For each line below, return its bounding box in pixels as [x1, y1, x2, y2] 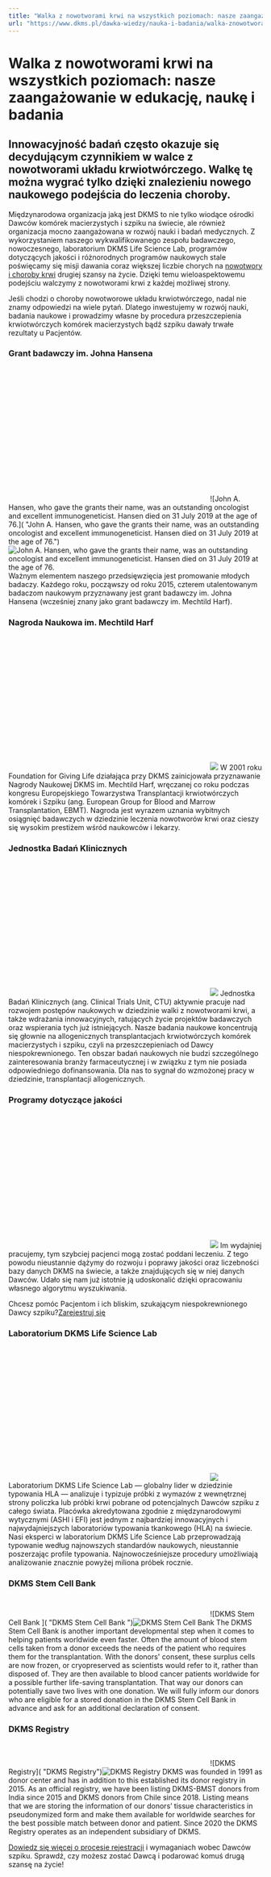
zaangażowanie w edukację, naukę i [8, 88, 256, 106]
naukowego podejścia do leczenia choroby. [8, 188, 231, 202]
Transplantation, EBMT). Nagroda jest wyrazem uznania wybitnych [8, 806, 230, 815]
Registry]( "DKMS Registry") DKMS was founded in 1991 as [8, 1766, 263, 1776]
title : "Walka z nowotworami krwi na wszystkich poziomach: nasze [8, 11, 236, 20]
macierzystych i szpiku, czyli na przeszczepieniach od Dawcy [8, 1040, 214, 1049]
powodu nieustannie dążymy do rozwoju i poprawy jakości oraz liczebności [8, 1258, 260, 1267]
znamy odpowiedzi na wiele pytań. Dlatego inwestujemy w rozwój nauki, [8, 302, 249, 311]
